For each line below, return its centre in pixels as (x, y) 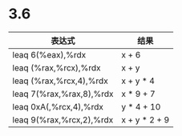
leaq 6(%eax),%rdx (49, 54)
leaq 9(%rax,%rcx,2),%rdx (63, 119)
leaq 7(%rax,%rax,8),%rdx (63, 94)
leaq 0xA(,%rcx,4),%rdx (58, 106)
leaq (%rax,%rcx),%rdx (57, 67)
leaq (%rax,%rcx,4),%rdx (60, 81)
